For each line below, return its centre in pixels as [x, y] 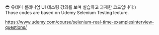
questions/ [16, 27]
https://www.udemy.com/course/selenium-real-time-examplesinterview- [80, 22]
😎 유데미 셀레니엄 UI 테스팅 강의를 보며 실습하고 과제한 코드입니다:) [71, 7]
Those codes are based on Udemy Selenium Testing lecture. [67, 13]
